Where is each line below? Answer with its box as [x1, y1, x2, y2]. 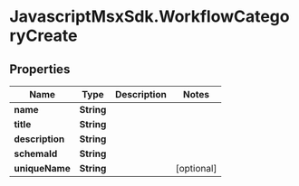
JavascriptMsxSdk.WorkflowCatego [9, 6, 290, 27]
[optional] [175, 163, 217, 174]
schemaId [14, 147, 58, 160]
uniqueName [14, 163, 71, 174]
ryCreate [9, 25, 78, 46]
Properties [9, 61, 71, 77]
